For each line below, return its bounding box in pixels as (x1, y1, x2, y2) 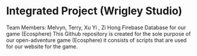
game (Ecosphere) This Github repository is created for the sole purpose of (6, 30, 191, 37)
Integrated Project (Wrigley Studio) (6, 4, 183, 18)
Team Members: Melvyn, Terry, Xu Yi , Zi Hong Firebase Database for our (6, 24, 186, 31)
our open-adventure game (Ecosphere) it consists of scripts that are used (6, 36, 187, 43)
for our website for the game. (6, 43, 78, 50)
